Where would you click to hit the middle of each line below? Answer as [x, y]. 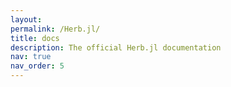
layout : [26, 19]
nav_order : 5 [37, 66]
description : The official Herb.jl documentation [116, 47]
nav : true [31, 57]
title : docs [35, 38]
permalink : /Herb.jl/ [55, 29]
